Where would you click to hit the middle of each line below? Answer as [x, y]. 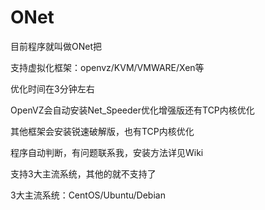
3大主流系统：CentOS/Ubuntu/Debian [88, 195]
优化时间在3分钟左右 [52, 88]
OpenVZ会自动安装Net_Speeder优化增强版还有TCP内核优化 [132, 110]
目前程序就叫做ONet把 [56, 46]
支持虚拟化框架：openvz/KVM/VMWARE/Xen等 [107, 67]
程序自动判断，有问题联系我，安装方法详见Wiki [107, 152]
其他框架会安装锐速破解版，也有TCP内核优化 [102, 131]
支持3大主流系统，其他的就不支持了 [83, 173]
